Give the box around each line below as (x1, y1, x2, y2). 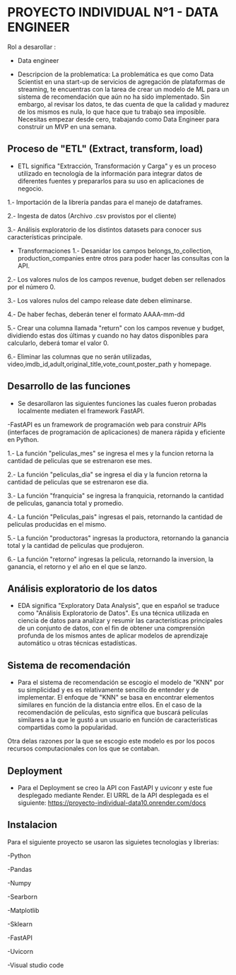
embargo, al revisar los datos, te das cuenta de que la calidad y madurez (17, 100, 230, 108)
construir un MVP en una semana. (17, 122, 117, 131)
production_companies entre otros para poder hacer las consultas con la (17, 253, 230, 262)
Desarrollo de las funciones (7, 381, 131, 393)
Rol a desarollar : (7, 42, 57, 51)
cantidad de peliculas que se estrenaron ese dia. (7, 477, 149, 486)
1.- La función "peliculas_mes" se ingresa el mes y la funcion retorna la (7, 449, 214, 457)
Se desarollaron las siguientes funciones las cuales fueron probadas (17, 399, 217, 407)
